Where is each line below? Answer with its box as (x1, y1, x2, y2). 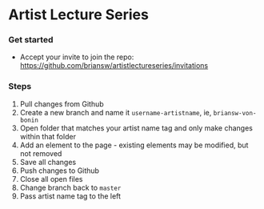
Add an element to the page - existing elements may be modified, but (19, 140, 249, 150)
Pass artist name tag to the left (19, 191, 122, 201)
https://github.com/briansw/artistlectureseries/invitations (19, 61, 209, 70)
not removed (19, 148, 62, 158)
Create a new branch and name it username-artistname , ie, (19, 107, 212, 117)
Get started (8, 34, 54, 46)
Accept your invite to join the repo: (19, 52, 134, 62)
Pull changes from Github (19, 98, 104, 109)
